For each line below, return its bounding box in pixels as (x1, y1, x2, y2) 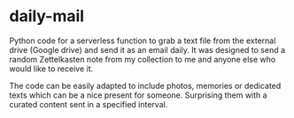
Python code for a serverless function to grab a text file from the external (9, 35, 276, 46)
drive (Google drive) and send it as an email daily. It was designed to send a (9, 44, 286, 55)
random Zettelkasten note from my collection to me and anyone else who (9, 54, 276, 64)
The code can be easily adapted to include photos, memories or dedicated (9, 80, 282, 91)
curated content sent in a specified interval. (9, 99, 168, 109)
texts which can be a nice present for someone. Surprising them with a (9, 90, 267, 100)
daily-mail (9, 6, 85, 26)
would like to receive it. (9, 63, 94, 74)
